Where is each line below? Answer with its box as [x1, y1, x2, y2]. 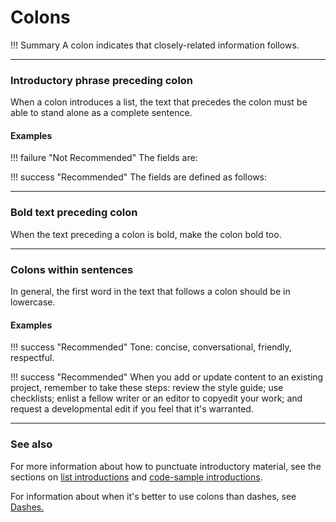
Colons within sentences [10, 262, 134, 276]
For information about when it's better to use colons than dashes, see [10, 490, 297, 502]
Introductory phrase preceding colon [10, 73, 194, 87]
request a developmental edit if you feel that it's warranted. [10, 403, 254, 415]
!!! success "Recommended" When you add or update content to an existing [10, 371, 324, 383]
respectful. [10, 352, 55, 364]
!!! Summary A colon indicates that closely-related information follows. [10, 39, 300, 51]
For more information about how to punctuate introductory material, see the [10, 460, 322, 472]
